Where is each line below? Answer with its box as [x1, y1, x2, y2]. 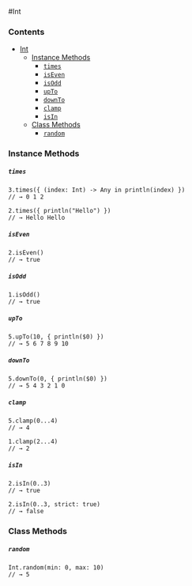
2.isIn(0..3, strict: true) [8, 501, 101, 508]
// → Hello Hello [8, 214, 66, 222]
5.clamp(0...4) [8, 417, 58, 425]
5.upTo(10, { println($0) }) [8, 333, 104, 341]
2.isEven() [8, 249, 44, 257]
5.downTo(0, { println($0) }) [8, 375, 108, 383]
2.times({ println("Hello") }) [8, 207, 111, 215]
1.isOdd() [8, 291, 41, 299]
